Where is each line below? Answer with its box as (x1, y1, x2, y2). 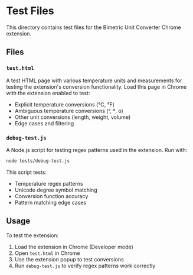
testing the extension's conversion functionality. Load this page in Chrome (6, 83, 187, 90)
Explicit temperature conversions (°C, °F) (14, 101, 115, 108)
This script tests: (6, 169, 47, 176)
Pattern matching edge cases (14, 199, 87, 206)
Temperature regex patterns (14, 180, 84, 187)
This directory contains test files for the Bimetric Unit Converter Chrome (6, 24, 181, 31)
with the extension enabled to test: (6, 89, 90, 96)
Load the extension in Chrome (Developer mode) (14, 243, 134, 250)
